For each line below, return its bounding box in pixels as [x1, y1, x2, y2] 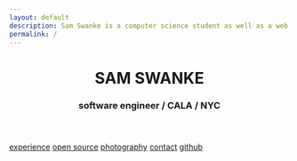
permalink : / [9, 29, 58, 38]
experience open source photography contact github [9, 141, 203, 152]
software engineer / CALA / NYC [78, 100, 221, 112]
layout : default [9, 12, 69, 22]
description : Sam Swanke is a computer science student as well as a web [9, 21, 289, 30]
